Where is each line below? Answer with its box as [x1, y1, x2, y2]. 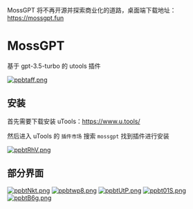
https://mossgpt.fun [7, 14, 64, 22]
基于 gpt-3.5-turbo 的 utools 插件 [7, 62, 102, 70]
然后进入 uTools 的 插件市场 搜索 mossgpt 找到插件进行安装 [7, 131, 169, 140]
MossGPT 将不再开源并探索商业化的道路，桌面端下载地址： [7, 6, 176, 14]
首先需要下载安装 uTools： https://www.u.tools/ [7, 117, 140, 125]
